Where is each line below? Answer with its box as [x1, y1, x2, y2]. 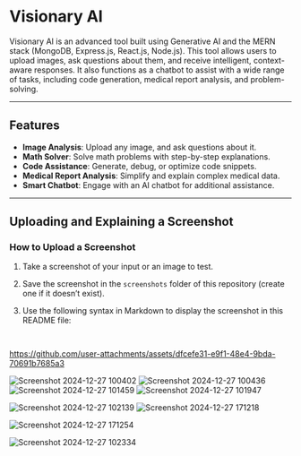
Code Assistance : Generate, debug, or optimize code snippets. [21, 160, 257, 171]
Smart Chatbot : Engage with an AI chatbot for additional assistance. [21, 179, 275, 190]
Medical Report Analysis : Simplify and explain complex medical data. [21, 170, 280, 181]
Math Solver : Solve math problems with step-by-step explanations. [21, 151, 271, 162]
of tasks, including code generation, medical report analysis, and [9, 73, 249, 84]
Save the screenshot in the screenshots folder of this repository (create [21, 279, 285, 289]
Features [9, 118, 60, 133]
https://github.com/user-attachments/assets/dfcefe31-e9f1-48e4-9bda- [9, 348, 276, 359]
